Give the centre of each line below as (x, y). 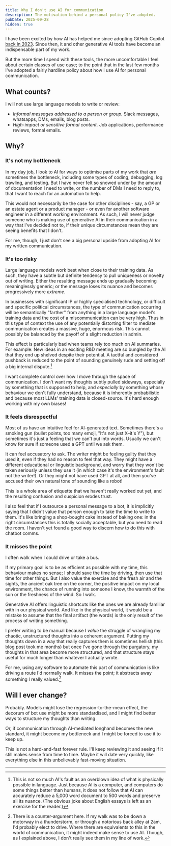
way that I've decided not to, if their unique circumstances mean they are (82, 225)
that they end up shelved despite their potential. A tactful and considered (82, 355)
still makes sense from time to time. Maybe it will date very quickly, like (79, 754)
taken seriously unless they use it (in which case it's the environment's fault (85, 470)
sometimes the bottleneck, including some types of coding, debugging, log (84, 177)
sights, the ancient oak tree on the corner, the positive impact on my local (82, 584)
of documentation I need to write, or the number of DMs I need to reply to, (83, 188)
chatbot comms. (22, 533)
